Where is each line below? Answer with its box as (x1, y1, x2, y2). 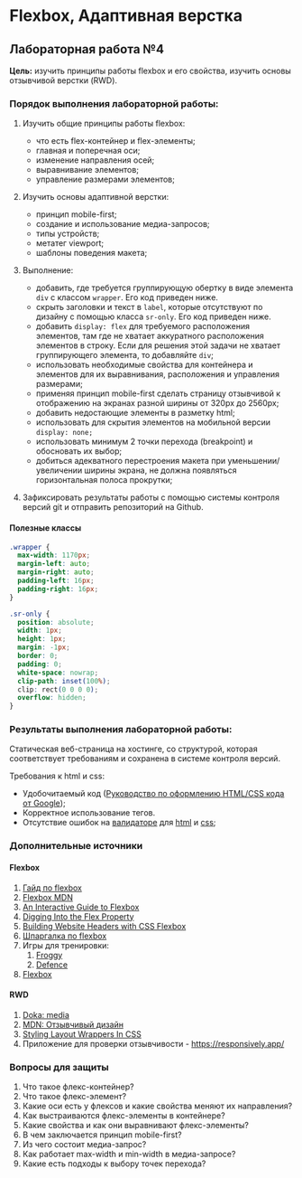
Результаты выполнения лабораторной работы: (9, 723, 233, 736)
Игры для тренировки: (22, 939, 110, 950)
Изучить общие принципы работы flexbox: (22, 118, 186, 129)
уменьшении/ (227, 456, 280, 466)
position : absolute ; (17, 617, 95, 627)
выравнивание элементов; (35, 165, 140, 175)
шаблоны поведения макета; (35, 248, 148, 259)
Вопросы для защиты (9, 1060, 110, 1073)
